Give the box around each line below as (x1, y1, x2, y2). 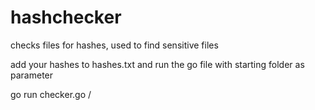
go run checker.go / (10, 88, 92, 100)
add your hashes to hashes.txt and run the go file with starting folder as (10, 58, 305, 70)
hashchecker (10, 6, 122, 29)
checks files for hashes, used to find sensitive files (10, 39, 219, 51)
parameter (10, 69, 54, 81)
